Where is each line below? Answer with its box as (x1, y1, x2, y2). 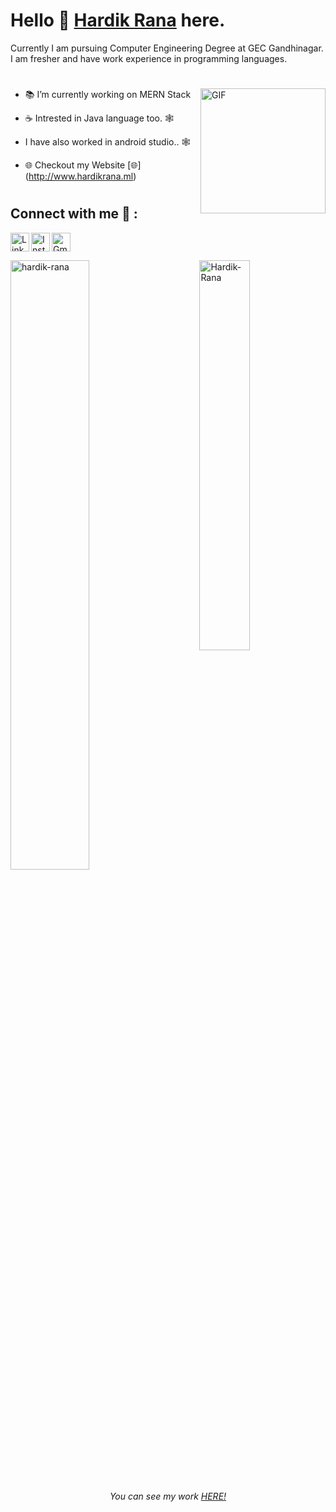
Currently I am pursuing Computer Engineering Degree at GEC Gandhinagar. (10, 42, 324, 54)
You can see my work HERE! (109, 1490, 227, 1503)
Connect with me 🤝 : (10, 205, 138, 223)
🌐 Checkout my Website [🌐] (24, 159, 142, 171)
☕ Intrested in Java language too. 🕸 (24, 112, 174, 124)
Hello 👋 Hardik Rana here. (10, 9, 226, 32)
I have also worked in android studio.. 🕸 (24, 136, 191, 148)
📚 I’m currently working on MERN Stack (24, 89, 192, 101)
